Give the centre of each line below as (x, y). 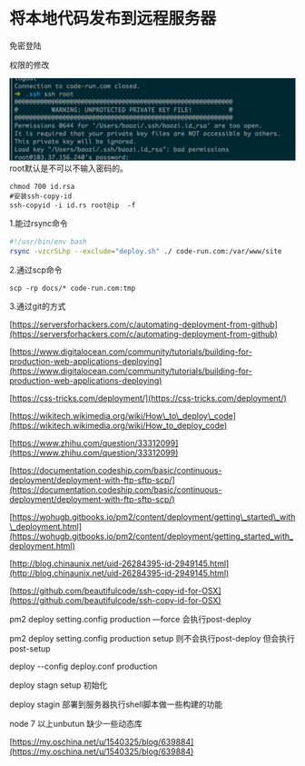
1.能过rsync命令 (39, 224)
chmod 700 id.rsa (42, 187)
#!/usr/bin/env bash (49, 242)
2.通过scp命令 (36, 270)
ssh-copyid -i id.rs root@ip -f (73, 205)
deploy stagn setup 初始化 (59, 685)
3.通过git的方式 (38, 306)
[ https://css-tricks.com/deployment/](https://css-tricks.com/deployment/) (148, 398)
